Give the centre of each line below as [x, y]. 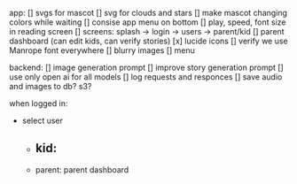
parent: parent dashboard [82, 169]
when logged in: [39, 103]
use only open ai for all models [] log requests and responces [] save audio [146, 77]
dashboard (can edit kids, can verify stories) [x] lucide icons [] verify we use [148, 41]
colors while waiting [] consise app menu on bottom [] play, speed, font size [148, 22]
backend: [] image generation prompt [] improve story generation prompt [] [146, 67]
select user [43, 120]
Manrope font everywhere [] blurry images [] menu [102, 50]
